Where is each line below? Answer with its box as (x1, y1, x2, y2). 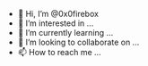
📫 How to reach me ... (17, 47, 101, 57)
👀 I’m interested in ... (17, 18, 94, 29)
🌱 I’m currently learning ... (17, 28, 114, 37)
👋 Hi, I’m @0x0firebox (17, 9, 99, 19)
